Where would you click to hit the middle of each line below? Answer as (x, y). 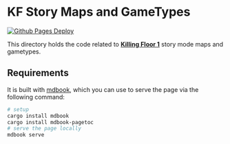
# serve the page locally (44, 129)
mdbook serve (26, 135)
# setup (18, 109)
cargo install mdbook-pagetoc (51, 122)
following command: (36, 97)
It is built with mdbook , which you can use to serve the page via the (103, 89)
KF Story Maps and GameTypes (99, 12)
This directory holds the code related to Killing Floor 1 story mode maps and (115, 44)
